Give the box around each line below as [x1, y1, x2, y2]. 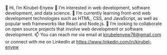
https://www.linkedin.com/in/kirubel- [76, 39, 152, 44]
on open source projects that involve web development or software [5, 26, 143, 32]
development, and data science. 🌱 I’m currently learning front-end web [5, 10, 151, 16]
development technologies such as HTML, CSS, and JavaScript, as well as [5, 15, 158, 21]
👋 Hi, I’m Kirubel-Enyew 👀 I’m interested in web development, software [5, 5, 151, 10]
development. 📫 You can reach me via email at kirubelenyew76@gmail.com [5, 31, 162, 37]
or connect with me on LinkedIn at [5, 39, 75, 44]
